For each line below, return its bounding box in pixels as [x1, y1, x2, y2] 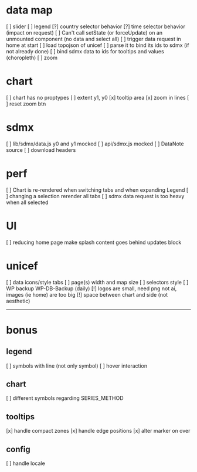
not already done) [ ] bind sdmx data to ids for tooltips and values [6, 47, 164, 55]
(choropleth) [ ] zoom [6, 54, 57, 61]
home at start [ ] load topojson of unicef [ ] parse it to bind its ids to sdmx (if [6, 42, 189, 49]
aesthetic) [6, 297, 30, 304]
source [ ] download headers [6, 146, 76, 153]
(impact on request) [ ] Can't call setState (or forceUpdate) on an [6, 29, 163, 36]
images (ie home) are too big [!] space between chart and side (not [6, 291, 168, 298]
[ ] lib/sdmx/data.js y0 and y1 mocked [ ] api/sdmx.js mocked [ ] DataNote [6, 140, 184, 147]
